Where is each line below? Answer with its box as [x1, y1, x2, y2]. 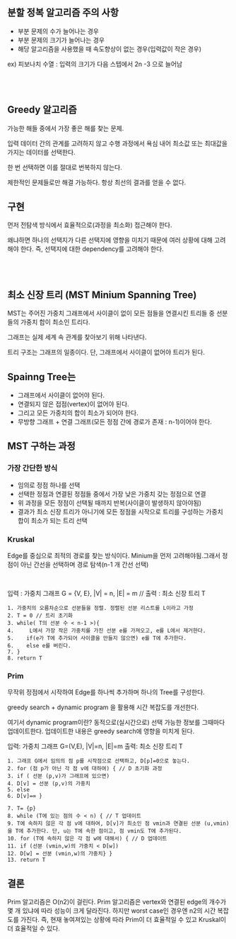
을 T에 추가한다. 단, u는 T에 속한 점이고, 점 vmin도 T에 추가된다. [7, 828, 182, 835]
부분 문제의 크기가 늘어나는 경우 [17, 35, 105, 44]
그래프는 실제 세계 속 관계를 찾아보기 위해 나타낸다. [7, 333, 147, 342]
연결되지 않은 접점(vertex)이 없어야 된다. [17, 400, 129, 409]
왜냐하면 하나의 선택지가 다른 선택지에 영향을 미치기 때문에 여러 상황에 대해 [7, 236, 213, 245]
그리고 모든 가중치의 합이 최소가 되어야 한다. [17, 409, 139, 417]
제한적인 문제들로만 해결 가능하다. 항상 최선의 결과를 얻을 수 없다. [7, 178, 187, 187]
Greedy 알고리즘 [7, 104, 78, 116]
